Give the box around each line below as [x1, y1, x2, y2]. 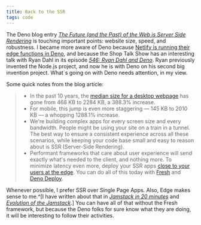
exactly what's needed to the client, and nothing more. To [29, 156, 172, 163]
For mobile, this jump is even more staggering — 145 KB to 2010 [29, 105, 188, 112]
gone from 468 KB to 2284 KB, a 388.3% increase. [29, 98, 156, 105]
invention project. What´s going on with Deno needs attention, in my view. [6, 69, 188, 76]
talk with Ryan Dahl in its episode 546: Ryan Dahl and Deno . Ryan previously [6, 56, 195, 63]
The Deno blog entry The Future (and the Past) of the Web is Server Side [6, 31, 186, 38]
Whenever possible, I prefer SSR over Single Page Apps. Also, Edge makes [6, 186, 191, 193]
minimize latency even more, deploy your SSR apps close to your [29, 162, 190, 169]
